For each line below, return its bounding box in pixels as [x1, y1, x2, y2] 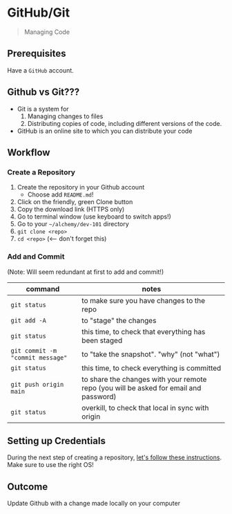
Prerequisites [7, 48, 66, 59]
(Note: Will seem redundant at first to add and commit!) [7, 268, 164, 276]
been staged [81, 336, 123, 345]
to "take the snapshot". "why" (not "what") [81, 349, 220, 359]
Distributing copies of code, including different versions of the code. [27, 119, 222, 127]
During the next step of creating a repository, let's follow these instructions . [7, 453, 222, 461]
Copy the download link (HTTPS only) [17, 205, 125, 214]
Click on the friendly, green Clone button [17, 198, 133, 206]
